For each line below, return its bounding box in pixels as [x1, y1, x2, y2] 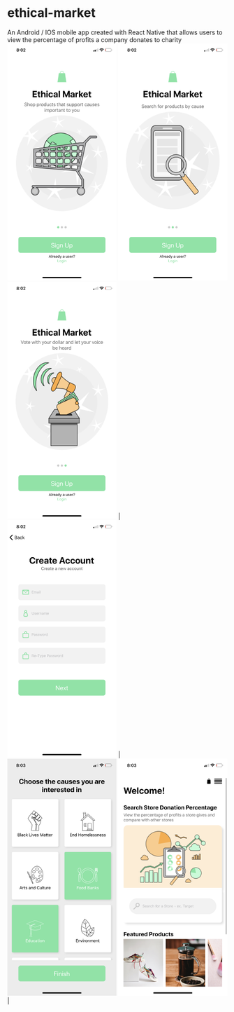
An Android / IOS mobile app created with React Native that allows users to [7, 28, 223, 36]
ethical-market [7, 5, 96, 21]
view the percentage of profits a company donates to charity [7, 35, 182, 43]
